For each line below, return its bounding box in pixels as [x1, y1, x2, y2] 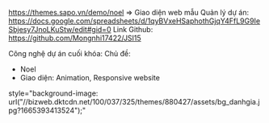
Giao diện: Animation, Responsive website [19, 73, 160, 82]
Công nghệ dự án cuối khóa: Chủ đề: [8, 49, 131, 58]
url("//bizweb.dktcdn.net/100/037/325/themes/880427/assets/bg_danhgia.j [8, 97, 260, 106]
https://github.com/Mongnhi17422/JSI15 [8, 33, 141, 43]
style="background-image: [8, 88, 99, 98]
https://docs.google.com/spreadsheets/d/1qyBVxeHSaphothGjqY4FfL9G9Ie [8, 16, 261, 26]
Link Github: [112, 25, 153, 34]
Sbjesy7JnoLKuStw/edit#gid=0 [8, 25, 111, 34]
